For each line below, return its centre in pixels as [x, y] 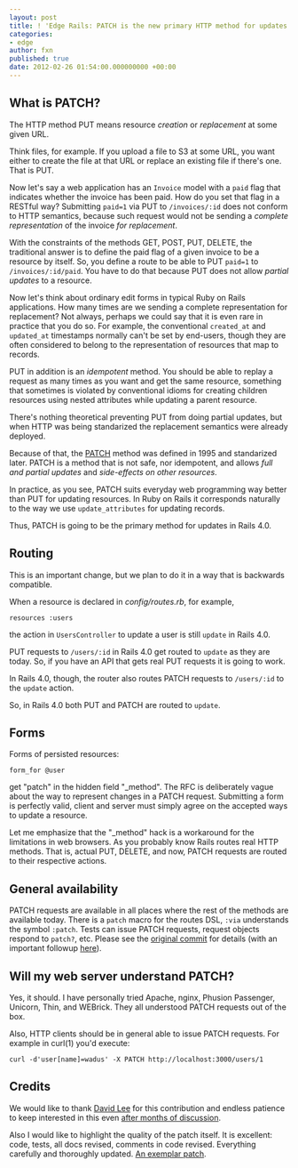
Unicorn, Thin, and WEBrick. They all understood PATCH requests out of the [148, 1007]
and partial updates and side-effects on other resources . [113, 471]
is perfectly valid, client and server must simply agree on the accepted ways [149, 806]
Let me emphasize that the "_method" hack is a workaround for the [132, 833]
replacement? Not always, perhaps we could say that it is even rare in [136, 316]
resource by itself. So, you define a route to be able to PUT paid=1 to [134, 261]
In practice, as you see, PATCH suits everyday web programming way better [148, 489]
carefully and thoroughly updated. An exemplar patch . [108, 1154]
